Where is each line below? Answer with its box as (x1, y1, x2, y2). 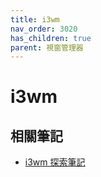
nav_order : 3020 (10, 24, 78, 34)
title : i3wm (10, 14, 60, 25)
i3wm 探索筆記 (24, 156, 86, 168)
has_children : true (10, 33, 92, 43)
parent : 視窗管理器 (10, 42, 84, 53)
